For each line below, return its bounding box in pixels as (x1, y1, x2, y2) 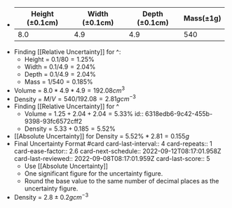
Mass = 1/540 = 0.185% (24, 77, 93, 86)
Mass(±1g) (183, 13, 221, 23)
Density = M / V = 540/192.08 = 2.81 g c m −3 (13, 93, 137, 103)
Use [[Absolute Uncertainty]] (24, 162, 109, 171)
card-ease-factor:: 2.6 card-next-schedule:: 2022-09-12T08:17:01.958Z (13, 147, 222, 155)
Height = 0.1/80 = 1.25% (24, 56, 95, 63)
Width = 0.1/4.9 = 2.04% (24, 63, 96, 71)
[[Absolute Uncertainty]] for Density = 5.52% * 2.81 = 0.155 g (13, 132, 189, 141)
